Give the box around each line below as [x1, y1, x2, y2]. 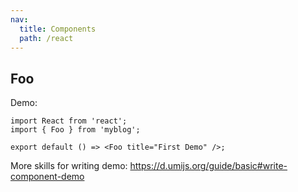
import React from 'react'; [10, 116, 128, 126]
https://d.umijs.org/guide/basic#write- [129, 160, 288, 172]
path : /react [19, 33, 74, 43]
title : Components [19, 24, 97, 34]
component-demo [10, 171, 85, 183]
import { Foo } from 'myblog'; [10, 125, 141, 135]
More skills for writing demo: [10, 160, 128, 172]
